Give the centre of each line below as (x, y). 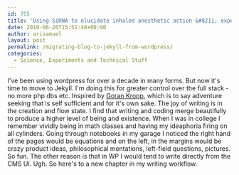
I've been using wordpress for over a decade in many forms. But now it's (114, 80)
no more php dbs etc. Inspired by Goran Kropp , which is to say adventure (115, 95)
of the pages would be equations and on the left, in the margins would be (115, 141)
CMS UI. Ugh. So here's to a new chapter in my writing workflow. (102, 164)
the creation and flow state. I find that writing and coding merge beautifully (117, 110)
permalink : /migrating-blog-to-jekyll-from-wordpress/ (90, 47)
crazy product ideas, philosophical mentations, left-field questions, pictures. (119, 148)
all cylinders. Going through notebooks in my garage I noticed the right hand (119, 133)
